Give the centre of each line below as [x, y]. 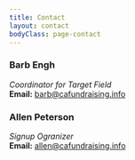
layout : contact [39, 26]
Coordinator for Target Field [60, 84]
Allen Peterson [42, 116]
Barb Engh [32, 65]
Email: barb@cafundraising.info [67, 93]
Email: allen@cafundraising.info [67, 145]
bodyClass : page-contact [55, 34]
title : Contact [37, 17]
